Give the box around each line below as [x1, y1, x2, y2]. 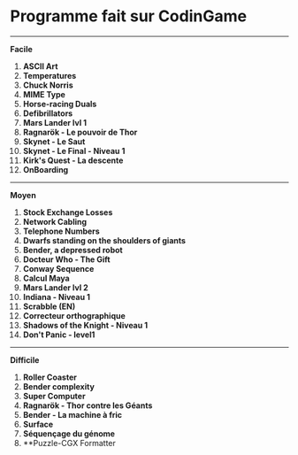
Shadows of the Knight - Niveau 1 [22, 320, 149, 330]
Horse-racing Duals [22, 98, 97, 109]
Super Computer [22, 390, 87, 401]
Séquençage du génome [22, 428, 116, 439]
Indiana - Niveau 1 [22, 291, 91, 302]
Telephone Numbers [22, 226, 100, 236]
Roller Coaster [22, 372, 78, 382]
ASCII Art [22, 60, 58, 72]
